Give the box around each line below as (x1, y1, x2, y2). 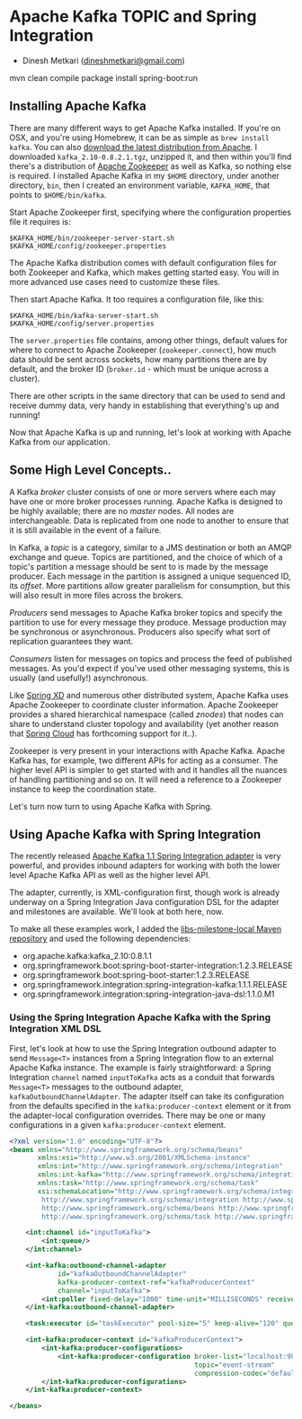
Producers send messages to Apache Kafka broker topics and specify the (9, 607, 283, 617)
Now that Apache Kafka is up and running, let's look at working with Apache (9, 427, 292, 438)
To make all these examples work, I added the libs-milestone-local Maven (9, 924, 282, 935)
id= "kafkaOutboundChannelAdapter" (57, 1269, 187, 1278)
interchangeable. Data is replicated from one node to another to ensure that (9, 515, 289, 526)
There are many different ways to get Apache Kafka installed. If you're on (9, 122, 281, 133)
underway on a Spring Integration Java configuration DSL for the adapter (9, 897, 280, 908)
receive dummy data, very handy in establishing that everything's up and (9, 400, 280, 411)
